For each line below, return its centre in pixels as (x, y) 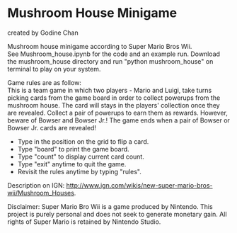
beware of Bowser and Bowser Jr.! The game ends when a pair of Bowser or (118, 120)
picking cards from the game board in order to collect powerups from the (114, 98)
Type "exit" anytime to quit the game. (72, 164)
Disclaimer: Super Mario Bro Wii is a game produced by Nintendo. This (110, 206)
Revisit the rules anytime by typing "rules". (79, 171)
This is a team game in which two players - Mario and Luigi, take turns (110, 90)
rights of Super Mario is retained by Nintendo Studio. (84, 222)
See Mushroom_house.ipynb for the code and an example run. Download (114, 54)
